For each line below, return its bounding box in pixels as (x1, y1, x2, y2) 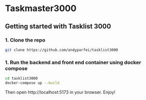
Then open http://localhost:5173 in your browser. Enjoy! (5, 89, 115, 95)
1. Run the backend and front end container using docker (5, 59, 142, 66)
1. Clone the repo (5, 37, 46, 43)
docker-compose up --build (5, 80, 60, 85)
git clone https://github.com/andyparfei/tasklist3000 (5, 47, 118, 52)
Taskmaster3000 (5, 3, 77, 14)
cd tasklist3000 (5, 76, 38, 81)
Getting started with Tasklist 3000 (5, 22, 112, 30)
